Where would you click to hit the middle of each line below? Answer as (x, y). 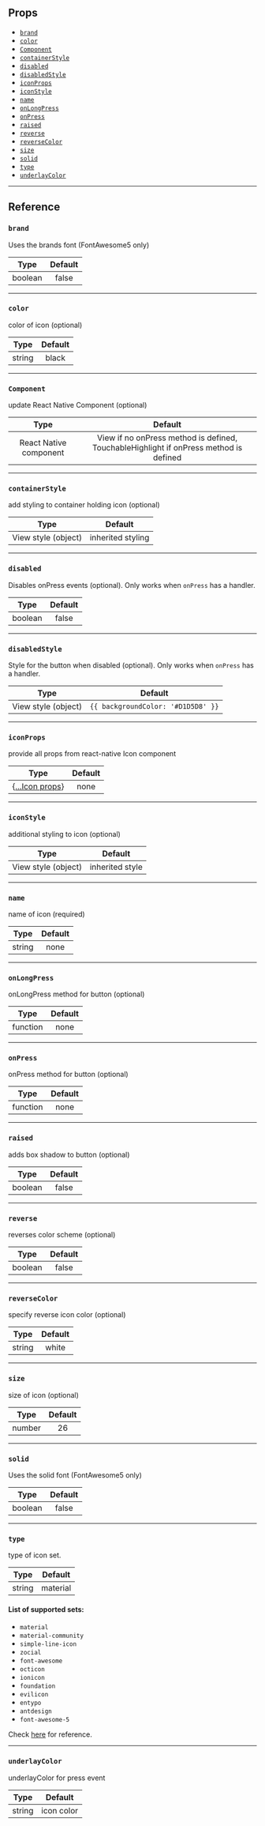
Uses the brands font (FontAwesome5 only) (79, 245)
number (27, 1428)
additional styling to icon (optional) (64, 834)
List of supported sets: (46, 1609)
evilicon (34, 1695)
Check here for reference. (50, 1734)
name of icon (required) (47, 914)
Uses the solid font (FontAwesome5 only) (75, 1475)
